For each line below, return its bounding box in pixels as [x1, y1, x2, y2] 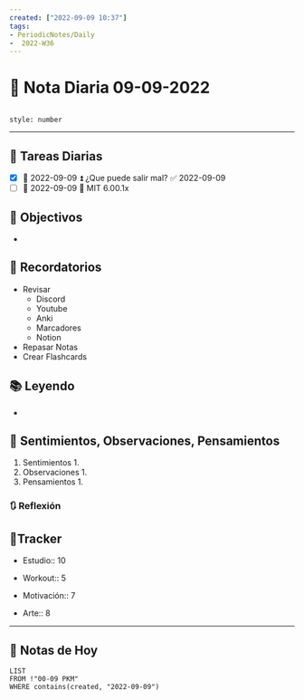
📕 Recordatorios [9, 260, 102, 275]
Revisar [22, 283, 52, 294]
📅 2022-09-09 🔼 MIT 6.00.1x [22, 183, 129, 194]
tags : [9, 22, 30, 31]
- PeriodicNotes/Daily [9, 30, 95, 39]
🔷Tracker [9, 531, 62, 546]
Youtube [35, 302, 68, 313]
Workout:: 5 [22, 572, 66, 584]
